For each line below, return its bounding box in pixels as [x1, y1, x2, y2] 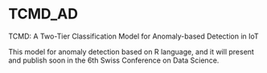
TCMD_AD [8, 5, 79, 23]
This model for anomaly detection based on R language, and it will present [8, 47, 255, 56]
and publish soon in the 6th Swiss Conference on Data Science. [8, 55, 220, 65]
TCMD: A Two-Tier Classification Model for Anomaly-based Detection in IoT [8, 31, 259, 41]
